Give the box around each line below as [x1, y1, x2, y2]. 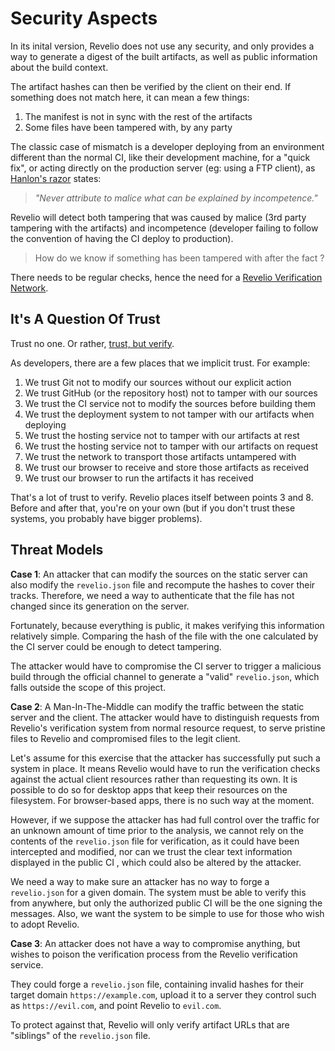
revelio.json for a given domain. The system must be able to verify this [10, 886, 307, 898]
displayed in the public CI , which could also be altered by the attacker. [10, 856, 302, 868]
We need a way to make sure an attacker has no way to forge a [10, 875, 270, 887]
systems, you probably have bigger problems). [10, 512, 203, 524]
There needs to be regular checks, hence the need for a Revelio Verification [10, 271, 323, 283]
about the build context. [10, 61, 109, 73]
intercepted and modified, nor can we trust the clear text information [10, 845, 293, 857]
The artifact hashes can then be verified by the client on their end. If [10, 80, 292, 92]
